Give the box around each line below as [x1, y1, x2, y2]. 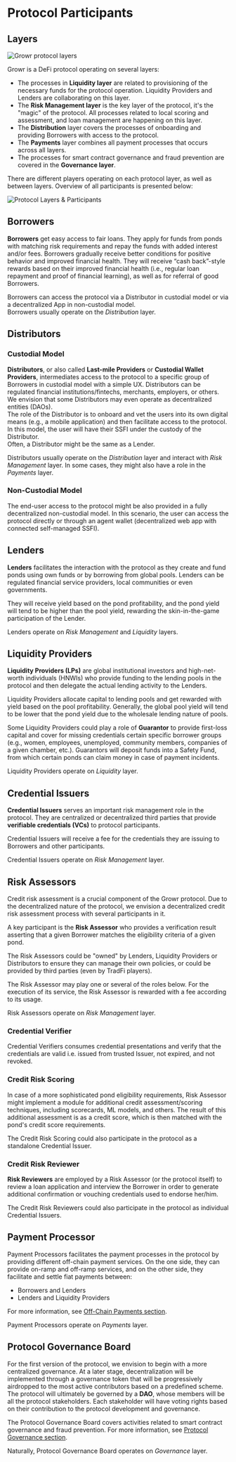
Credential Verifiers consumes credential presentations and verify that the [7, 1042, 221, 1051]
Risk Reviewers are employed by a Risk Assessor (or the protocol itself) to [7, 1175, 223, 1183]
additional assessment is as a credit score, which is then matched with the [7, 1113, 223, 1121]
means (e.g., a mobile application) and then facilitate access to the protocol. [7, 417, 228, 426]
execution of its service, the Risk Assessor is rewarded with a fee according [7, 988, 227, 996]
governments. [7, 585, 48, 594]
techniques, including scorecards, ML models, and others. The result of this [7, 1105, 226, 1114]
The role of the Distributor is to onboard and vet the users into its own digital [7, 409, 228, 419]
